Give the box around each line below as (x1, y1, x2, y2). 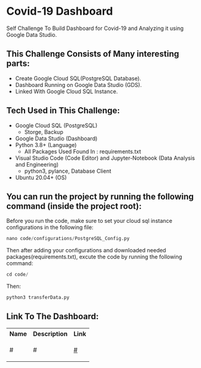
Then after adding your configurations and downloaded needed (6, 247, 166, 254)
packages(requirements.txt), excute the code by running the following (6, 253, 182, 261)
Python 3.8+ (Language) (15, 141, 77, 148)
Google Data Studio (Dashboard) (15, 135, 98, 142)
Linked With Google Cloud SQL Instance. (15, 88, 118, 95)
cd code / (6, 271, 29, 278)
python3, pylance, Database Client (24, 167, 112, 175)
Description (32, 329, 68, 338)
